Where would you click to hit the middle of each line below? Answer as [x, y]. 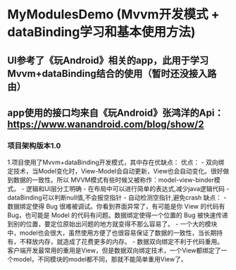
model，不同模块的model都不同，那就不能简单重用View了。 [100, 259]
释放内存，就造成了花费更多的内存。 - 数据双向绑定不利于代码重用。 [125, 242]
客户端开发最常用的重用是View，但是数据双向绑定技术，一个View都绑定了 [114, 250]
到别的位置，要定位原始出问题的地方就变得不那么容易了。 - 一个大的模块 [112, 224]
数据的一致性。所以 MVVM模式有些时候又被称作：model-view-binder [114, 180]
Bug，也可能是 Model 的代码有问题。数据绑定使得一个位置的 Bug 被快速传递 [118, 215]
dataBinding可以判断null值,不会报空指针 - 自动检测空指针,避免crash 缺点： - [117, 197]
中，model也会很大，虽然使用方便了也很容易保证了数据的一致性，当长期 [112, 233]
